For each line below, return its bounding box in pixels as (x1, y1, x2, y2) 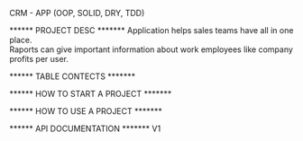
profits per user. (9, 54, 69, 64)
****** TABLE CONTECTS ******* (9, 71, 136, 82)
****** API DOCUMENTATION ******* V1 (9, 123, 161, 134)
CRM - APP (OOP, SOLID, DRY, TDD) (9, 8, 145, 18)
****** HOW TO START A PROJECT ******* (9, 89, 172, 99)
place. (9, 35, 33, 45)
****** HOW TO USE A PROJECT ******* (9, 106, 162, 116)
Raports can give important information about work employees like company (9, 44, 293, 55)
